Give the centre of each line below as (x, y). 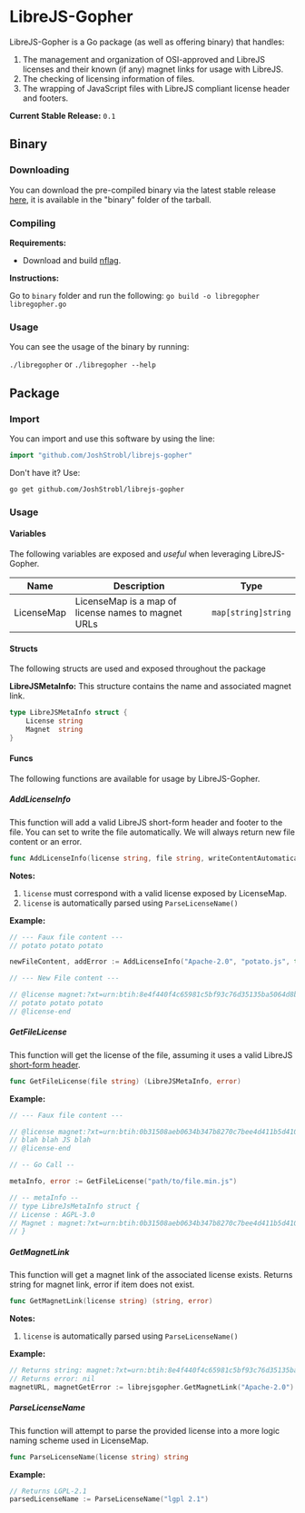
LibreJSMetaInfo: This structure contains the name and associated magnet (151, 687)
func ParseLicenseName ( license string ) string (99, 1457)
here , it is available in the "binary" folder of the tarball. (110, 199)
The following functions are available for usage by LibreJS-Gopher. (135, 778)
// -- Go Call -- (42, 1165)
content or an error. (46, 841)
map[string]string (251, 612)
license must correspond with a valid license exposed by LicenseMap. (155, 893)
